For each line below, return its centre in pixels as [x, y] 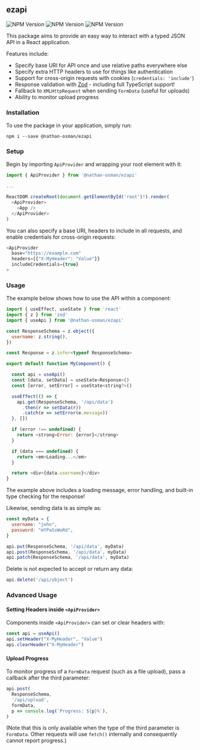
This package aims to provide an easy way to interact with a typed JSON [96, 36]
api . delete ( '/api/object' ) [40, 580]
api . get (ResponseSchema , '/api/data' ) [65, 402]
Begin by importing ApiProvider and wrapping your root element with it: [94, 164]
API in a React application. [38, 42]
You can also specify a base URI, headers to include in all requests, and [94, 230]
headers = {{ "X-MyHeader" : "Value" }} [56, 259]
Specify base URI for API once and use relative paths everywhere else [101, 65]
